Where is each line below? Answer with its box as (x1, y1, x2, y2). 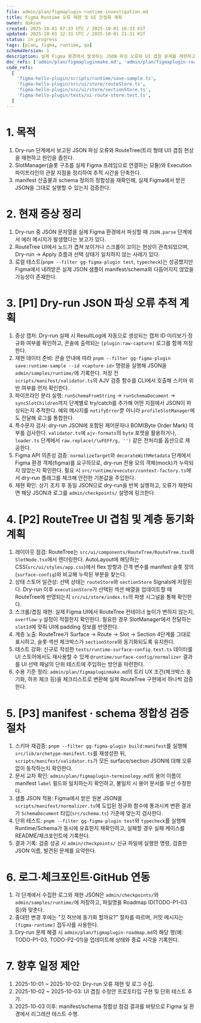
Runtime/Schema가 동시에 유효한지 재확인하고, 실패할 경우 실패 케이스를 (14, 825, 185, 832)
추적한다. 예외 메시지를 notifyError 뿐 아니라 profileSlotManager (35, 407, 190, 414)
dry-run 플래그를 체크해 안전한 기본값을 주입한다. (21, 474, 136, 482)
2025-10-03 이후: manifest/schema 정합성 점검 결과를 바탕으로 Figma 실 (14, 1003, 188, 1010)
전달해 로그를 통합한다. (21, 414, 75, 422)
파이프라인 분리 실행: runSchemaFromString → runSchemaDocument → (14, 392, 175, 399)
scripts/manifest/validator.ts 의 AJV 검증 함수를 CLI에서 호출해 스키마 (14, 377, 188, 384)
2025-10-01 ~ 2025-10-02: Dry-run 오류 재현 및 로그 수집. (14, 980, 154, 988)
